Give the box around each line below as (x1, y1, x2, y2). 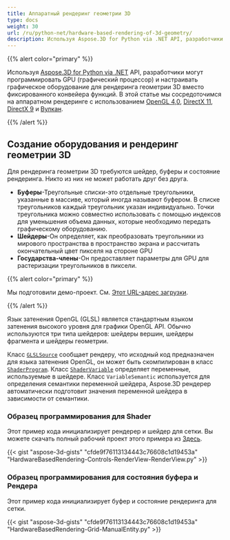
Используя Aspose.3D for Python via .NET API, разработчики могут (7, 68, 204, 77)
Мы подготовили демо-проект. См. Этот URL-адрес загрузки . (7, 288, 189, 296)
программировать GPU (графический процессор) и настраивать (7, 75, 198, 84)
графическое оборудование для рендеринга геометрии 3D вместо (7, 83, 205, 91)
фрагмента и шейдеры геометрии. (7, 336, 109, 345)
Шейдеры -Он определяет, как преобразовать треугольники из (17, 232, 205, 240)
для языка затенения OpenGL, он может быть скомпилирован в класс (7, 357, 213, 366)
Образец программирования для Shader (7, 412, 151, 421)
